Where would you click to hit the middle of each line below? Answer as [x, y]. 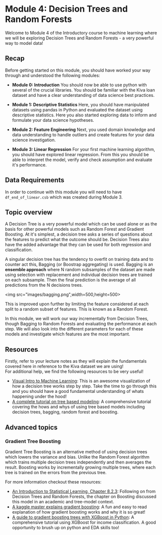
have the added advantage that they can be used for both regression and [78, 245]
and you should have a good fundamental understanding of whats [78, 391]
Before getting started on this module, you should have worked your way [78, 70]
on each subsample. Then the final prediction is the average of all [70, 280]
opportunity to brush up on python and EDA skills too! [66, 527]
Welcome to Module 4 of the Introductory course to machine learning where [81, 33]
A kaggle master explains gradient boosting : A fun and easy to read [79, 507]
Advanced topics [31, 427]
